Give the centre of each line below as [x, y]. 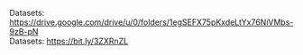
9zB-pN [24, 31]
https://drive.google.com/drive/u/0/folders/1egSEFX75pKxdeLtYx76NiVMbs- [151, 22]
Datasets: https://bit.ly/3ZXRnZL [69, 41]
